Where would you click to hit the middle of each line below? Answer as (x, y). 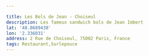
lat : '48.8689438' (29, 28)
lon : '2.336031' (26, 33)
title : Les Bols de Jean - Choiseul (51, 17)
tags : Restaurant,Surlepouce (42, 44)
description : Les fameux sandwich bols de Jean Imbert (75, 22)
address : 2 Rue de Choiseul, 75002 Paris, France (68, 39)
